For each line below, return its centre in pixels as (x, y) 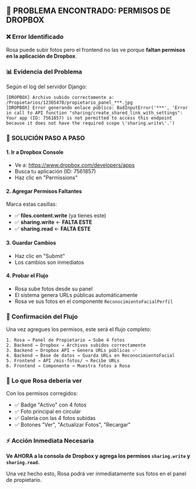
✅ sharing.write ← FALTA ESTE (53, 222)
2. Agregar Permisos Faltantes (44, 191)
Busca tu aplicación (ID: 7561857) (55, 171)
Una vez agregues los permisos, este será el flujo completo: (79, 329)
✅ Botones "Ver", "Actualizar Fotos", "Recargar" (72, 425)
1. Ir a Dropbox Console (35, 152)
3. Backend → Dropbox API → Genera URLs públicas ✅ (71, 351)
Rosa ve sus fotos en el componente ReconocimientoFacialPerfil (94, 301)
